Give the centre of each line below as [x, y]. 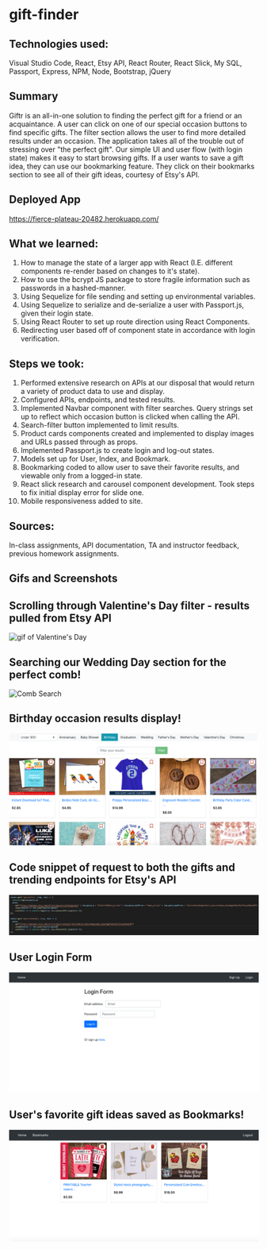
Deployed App [45, 200]
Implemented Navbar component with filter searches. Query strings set [137, 408]
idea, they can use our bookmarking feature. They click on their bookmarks [132, 166]
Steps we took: [47, 363]
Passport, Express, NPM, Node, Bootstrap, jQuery [90, 72]
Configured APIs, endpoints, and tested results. [98, 400]
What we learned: [53, 244]
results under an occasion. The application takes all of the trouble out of [126, 141]
